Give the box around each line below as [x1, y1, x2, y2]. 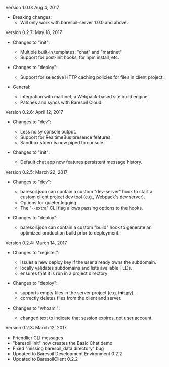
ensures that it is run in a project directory [20, 270, 108, 276]
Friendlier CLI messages [12, 335, 63, 341]
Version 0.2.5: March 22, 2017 [5, 169, 68, 175]
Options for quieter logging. [20, 199, 78, 205]
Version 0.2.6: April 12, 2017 [5, 109, 63, 115]
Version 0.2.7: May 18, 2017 [5, 29, 62, 35]
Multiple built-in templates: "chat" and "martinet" [20, 49, 122, 55]
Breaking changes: [12, 14, 52, 20]
